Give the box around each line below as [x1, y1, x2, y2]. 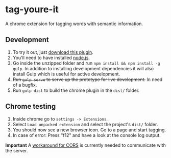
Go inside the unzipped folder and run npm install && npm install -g [12, 60, 160, 66]
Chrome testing [5, 102, 56, 111]
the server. [5, 147, 28, 153]
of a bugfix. [12, 82, 37, 88]
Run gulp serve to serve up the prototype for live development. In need [12, 76, 163, 83]
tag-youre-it [5, 4, 59, 15]
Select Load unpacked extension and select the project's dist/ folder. [12, 121, 158, 127]
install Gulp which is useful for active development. [12, 71, 120, 77]
